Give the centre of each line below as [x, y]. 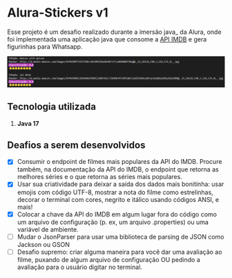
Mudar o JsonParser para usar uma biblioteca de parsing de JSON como [120, 237]
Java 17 [28, 123]
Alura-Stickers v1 [58, 13]
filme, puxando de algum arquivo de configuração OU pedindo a [108, 259]
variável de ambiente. [48, 229]
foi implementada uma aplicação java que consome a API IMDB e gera [107, 39]
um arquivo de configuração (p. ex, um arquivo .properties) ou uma [113, 222]
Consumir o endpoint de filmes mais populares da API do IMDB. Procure [119, 162]
